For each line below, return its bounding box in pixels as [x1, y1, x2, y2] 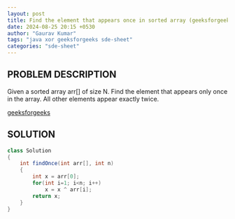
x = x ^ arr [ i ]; [44, 186, 92, 193]
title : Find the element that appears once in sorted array [7, 17, 187, 24]
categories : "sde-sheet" [7, 43, 80, 50]
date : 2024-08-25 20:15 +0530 [7, 23, 96, 30]
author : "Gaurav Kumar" [7, 29, 77, 37]
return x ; [32, 192, 61, 199]
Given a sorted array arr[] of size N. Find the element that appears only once [7, 87, 228, 95]
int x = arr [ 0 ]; [32, 173, 80, 181]
